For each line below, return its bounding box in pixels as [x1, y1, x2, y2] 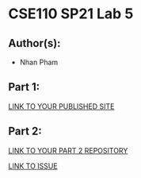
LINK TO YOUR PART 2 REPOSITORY [8, 145, 128, 155]
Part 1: [8, 80, 40, 94]
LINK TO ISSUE [8, 161, 58, 171]
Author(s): [8, 37, 61, 50]
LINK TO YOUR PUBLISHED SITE [8, 101, 115, 111]
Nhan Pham [19, 57, 59, 67]
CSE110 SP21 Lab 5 [8, 5, 134, 23]
